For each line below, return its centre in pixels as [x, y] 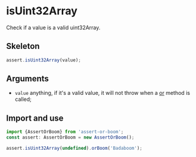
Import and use [35, 118]
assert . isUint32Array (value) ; [44, 60]
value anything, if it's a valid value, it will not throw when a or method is [102, 93]
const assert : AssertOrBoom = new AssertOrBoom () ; [70, 138]
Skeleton [23, 46]
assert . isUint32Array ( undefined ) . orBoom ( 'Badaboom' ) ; [74, 148]
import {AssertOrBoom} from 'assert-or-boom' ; [65, 132]
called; [23, 99]
